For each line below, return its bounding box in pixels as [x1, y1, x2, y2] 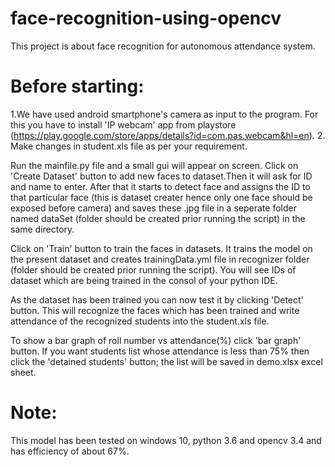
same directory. [10, 223, 75, 235]
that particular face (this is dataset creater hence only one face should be [10, 191, 313, 203]
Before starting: [10, 75, 145, 98]
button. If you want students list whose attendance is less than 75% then [10, 345, 310, 357]
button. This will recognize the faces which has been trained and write [10, 304, 300, 316]
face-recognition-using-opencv [10, 7, 282, 30]
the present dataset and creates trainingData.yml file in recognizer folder [10, 253, 310, 265]
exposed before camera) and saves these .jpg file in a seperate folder [10, 202, 297, 214]
